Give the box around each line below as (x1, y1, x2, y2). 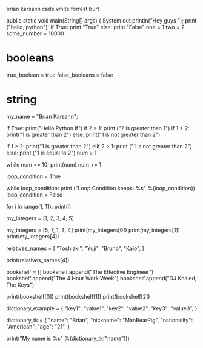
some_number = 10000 (6, 30, 65, 37)
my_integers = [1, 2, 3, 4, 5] (6, 214, 75, 221)
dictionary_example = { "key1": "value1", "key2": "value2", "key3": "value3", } (6, 304, 198, 312)
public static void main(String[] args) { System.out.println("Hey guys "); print (6, 17, 197, 24)
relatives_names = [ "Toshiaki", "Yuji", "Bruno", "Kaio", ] (6, 245, 144, 252)
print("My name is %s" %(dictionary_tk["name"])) (6, 335, 130, 342)
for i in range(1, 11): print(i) (6, 203, 72, 210)
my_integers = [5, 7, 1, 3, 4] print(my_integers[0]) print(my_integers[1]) (6, 226, 181, 234)
